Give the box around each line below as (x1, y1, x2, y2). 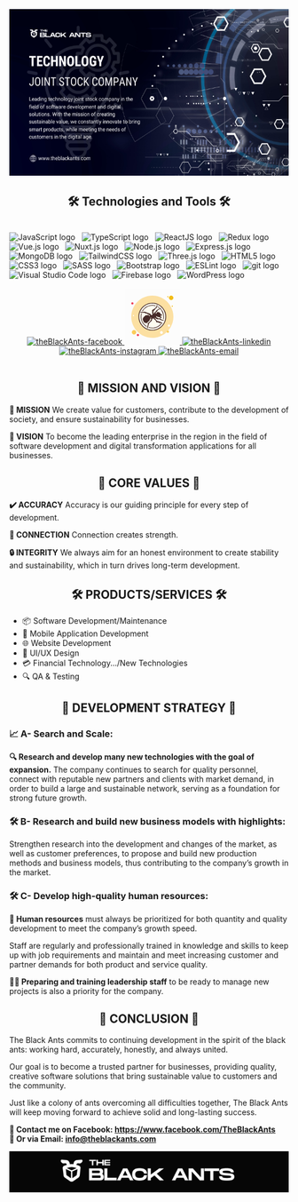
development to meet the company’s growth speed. (9, 923, 198, 934)
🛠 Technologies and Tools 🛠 (67, 195, 231, 210)
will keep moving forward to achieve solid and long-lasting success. (9, 1107, 257, 1118)
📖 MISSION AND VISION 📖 (76, 381, 222, 396)
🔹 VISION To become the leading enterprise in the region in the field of (9, 431, 268, 442)
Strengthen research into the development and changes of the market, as (9, 839, 278, 849)
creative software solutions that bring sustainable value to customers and (9, 1071, 278, 1082)
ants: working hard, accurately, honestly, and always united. (9, 1044, 229, 1055)
